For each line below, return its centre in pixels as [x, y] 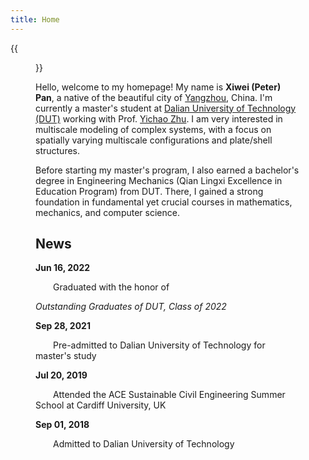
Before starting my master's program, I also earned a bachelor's [167, 170]
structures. [57, 150]
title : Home [35, 19]
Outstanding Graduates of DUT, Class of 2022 [131, 307]
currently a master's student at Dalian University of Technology [166, 108]
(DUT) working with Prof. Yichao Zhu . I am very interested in [159, 118]
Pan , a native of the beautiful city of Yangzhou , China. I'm [154, 97]
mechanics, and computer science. [107, 212]
